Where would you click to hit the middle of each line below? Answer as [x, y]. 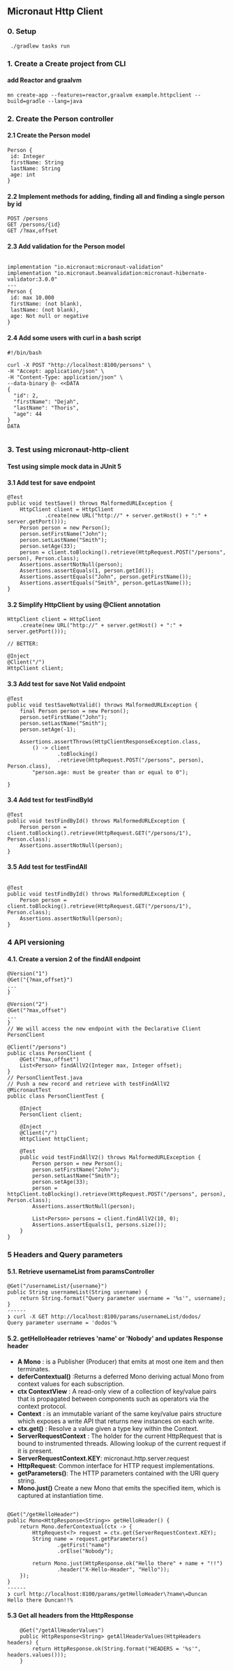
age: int [23, 174]
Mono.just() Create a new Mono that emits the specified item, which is [119, 1488]
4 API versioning [36, 942]
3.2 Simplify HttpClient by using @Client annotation [84, 604]
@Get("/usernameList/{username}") [58, 1286]
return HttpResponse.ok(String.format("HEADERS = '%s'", [116, 1649]
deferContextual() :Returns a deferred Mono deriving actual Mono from [121, 1376]
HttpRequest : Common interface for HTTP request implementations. [116, 1465]
